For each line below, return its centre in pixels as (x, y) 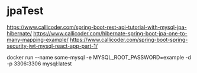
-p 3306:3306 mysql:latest (39, 64)
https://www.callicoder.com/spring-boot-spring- (129, 39)
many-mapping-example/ (38, 39)
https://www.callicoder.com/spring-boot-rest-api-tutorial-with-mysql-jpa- (97, 27)
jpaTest (25, 11)
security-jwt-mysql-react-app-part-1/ (52, 46)
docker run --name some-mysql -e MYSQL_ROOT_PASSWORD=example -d (99, 57)
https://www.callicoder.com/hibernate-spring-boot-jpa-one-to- (110, 33)
